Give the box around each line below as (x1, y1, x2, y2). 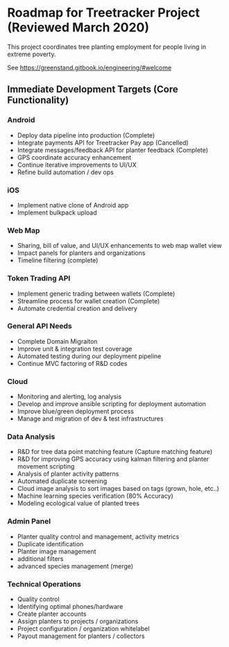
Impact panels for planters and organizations (17, 249, 146, 258)
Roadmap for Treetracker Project (7, 5, 200, 21)
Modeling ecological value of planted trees (17, 499, 140, 507)
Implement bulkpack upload (17, 208, 97, 217)
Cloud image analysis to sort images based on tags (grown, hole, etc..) (17, 485, 220, 493)
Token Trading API (7, 274, 71, 283)
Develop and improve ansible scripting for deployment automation (17, 400, 207, 408)
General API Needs (7, 321, 72, 331)
